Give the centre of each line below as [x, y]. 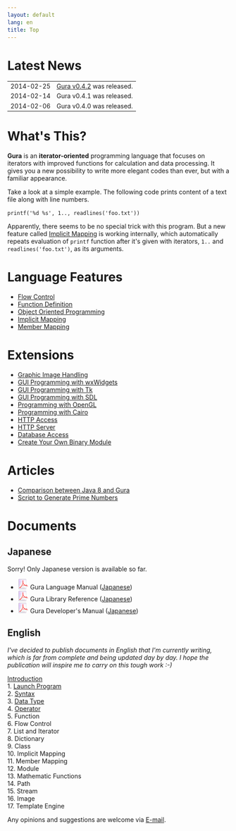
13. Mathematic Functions [44, 776]
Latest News [45, 65]
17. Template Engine [36, 806]
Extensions [41, 355]
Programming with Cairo [53, 412]
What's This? [47, 136]
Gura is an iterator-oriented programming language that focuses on [106, 156]
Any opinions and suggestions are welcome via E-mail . [87, 819]
